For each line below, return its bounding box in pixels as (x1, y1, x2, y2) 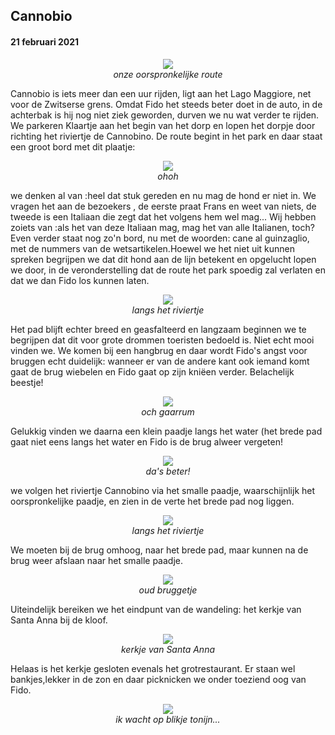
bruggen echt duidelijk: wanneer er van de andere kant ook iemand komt (10, 355, 310, 367)
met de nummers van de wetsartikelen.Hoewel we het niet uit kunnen (10, 242, 296, 254)
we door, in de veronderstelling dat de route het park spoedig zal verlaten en (10, 264, 326, 276)
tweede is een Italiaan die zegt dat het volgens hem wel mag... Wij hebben (10, 210, 317, 223)
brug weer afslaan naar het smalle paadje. (10, 554, 183, 566)
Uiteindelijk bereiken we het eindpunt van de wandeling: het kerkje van (10, 603, 302, 615)
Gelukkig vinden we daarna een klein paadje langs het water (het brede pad (10, 425, 323, 437)
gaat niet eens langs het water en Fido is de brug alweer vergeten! (10, 435, 284, 448)
